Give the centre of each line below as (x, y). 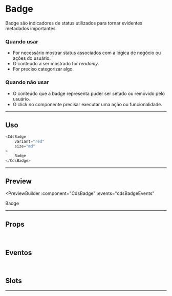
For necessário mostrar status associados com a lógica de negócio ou (87, 53)
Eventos (19, 252)
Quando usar (22, 41)
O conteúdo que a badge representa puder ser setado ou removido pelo (89, 93)
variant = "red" (29, 142)
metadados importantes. (31, 28)
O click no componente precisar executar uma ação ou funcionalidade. (88, 104)
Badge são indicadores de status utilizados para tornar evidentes (74, 23)
